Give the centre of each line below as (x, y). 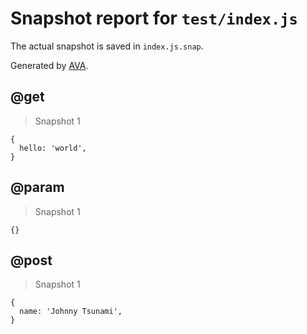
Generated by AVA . (49, 65)
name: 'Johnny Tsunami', (71, 312)
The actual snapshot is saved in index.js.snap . (107, 46)
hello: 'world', (53, 148)
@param (37, 187)
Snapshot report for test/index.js (154, 18)
